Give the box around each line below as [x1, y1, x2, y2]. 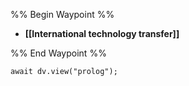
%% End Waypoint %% [10, 47, 107, 59]
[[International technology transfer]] [24, 28, 180, 39]
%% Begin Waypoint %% [10, 9, 115, 20]
